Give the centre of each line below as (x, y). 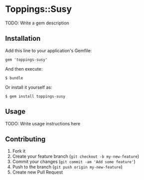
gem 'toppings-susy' (27, 60)
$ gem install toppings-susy (35, 96)
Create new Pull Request (37, 172)
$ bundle (14, 78)
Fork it (19, 151)
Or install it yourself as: (29, 87)
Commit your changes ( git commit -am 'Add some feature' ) (74, 162)
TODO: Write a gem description (37, 23)
